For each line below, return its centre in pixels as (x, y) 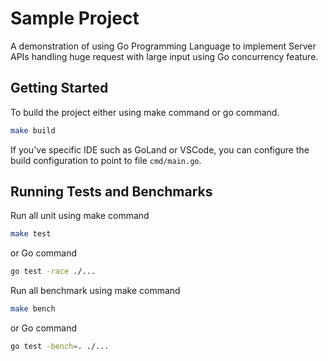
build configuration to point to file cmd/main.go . (106, 160)
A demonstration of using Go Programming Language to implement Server (163, 46)
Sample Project (75, 18)
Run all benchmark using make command (95, 291)
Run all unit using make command (80, 216)
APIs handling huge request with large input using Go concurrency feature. (164, 56)
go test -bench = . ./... (60, 347)
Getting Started (59, 88)
